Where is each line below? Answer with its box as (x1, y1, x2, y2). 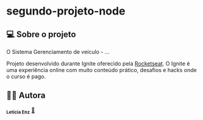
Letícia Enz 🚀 (6, 106, 35, 115)
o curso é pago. (6, 73, 46, 80)
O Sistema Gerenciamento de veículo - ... (6, 48, 110, 55)
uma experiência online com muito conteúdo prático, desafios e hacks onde (6, 67, 197, 73)
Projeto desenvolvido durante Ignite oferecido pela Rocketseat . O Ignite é (6, 60, 190, 67)
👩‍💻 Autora (6, 90, 46, 101)
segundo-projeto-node (6, 4, 126, 18)
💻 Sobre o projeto (6, 29, 76, 39)
